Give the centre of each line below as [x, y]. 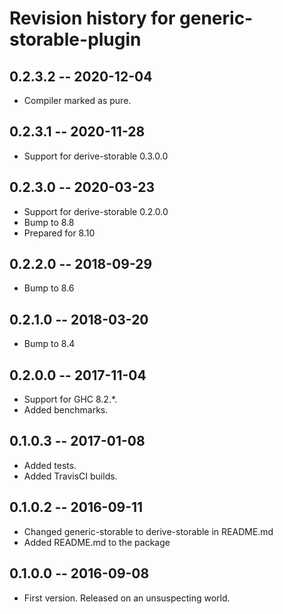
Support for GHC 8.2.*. [70, 399]
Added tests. [50, 465]
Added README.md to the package [97, 542]
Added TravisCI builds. [70, 476]
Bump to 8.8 [49, 222]
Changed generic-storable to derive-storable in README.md [148, 531]
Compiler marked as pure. [77, 100]
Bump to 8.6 [49, 288]
